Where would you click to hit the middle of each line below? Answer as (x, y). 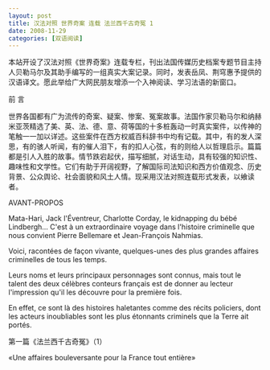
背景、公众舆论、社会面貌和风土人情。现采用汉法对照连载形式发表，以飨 (128, 177)
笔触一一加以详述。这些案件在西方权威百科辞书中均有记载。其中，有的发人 (131, 137)
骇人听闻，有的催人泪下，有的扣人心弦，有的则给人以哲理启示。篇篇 (149, 146)
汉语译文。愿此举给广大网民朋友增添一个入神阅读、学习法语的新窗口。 (125, 82)
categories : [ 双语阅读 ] (45, 38)
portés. (20, 325)
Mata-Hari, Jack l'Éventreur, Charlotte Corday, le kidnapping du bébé (123, 219)
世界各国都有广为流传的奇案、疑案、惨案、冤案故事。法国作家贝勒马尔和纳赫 (135, 117)
